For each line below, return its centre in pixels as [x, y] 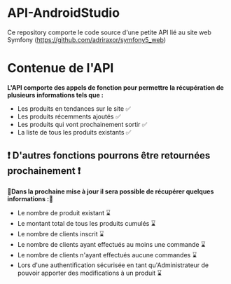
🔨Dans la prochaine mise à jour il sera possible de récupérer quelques [111, 191]
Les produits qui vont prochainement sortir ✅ [82, 124]
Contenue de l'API [61, 68]
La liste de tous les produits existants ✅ [74, 132]
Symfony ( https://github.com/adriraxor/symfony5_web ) [87, 39]
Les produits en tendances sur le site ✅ [74, 108]
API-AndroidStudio [64, 13]
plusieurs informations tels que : [55, 95]
